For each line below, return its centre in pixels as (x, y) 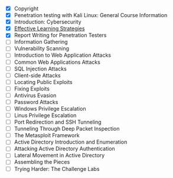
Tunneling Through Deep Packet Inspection (67, 129)
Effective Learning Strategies (49, 28)
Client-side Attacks (37, 75)
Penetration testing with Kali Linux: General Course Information (91, 15)
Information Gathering (41, 42)
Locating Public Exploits (43, 82)
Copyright (26, 9)
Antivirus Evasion (35, 95)
